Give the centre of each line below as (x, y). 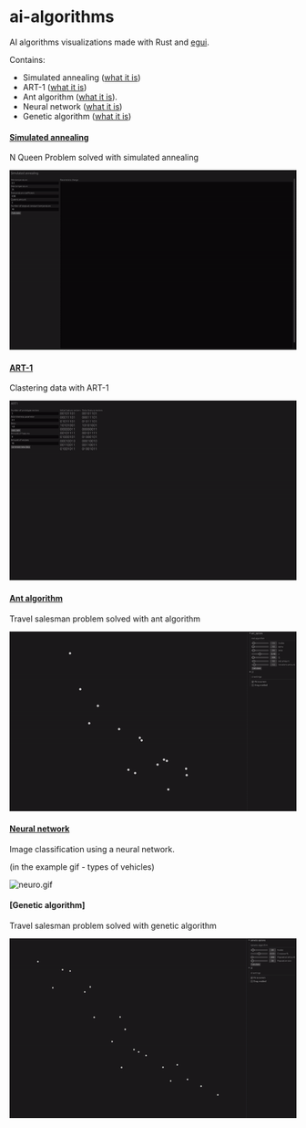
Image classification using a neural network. (92, 849)
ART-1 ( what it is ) (55, 87)
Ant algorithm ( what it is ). (70, 97)
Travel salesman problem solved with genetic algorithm (113, 925)
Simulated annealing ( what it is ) (82, 77)
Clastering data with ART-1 (59, 388)
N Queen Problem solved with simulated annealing (104, 158)
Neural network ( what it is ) (72, 106)
